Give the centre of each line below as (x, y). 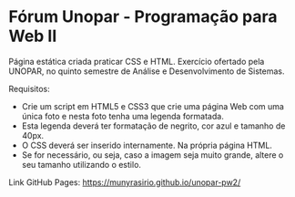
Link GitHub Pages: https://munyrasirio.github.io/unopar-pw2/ (125, 182)
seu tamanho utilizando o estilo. (81, 164)
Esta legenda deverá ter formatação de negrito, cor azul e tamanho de (153, 126)
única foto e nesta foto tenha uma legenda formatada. (122, 116)
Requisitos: (30, 88)
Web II (33, 36)
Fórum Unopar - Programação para (143, 17)
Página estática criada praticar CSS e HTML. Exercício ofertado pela (137, 61)
